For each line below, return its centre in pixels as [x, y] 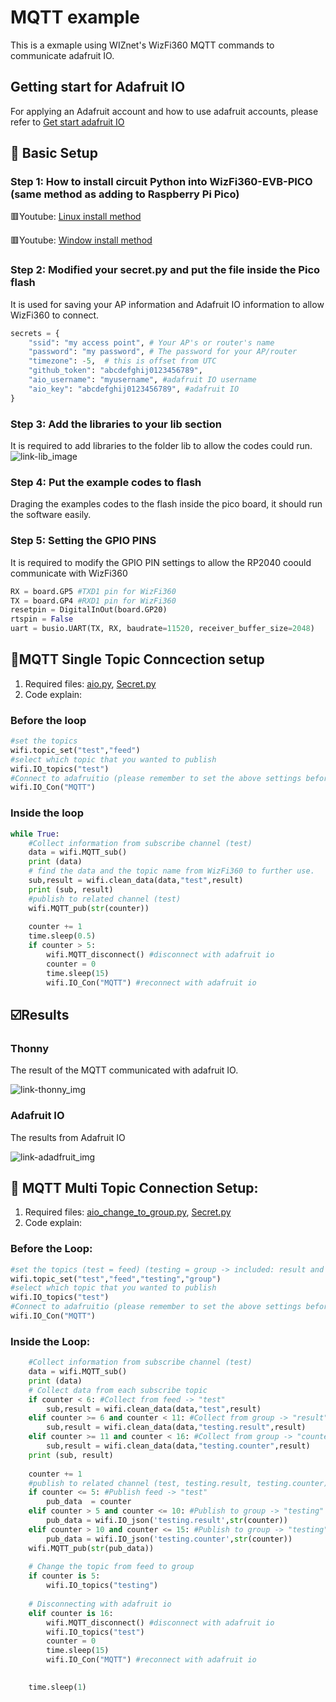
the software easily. [51, 515]
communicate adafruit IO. [62, 55]
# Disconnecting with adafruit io [100, 1604]
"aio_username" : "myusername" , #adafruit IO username [142, 380]
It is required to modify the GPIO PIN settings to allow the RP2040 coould [161, 562]
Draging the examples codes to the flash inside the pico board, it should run [166, 504]
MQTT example [75, 17]
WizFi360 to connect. [55, 315]
